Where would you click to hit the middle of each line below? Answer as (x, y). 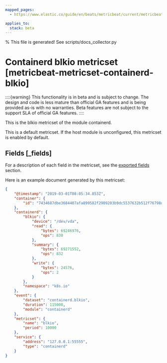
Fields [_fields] (29, 153)
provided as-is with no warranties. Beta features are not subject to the (77, 108)
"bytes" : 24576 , (57, 268)
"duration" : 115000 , (44, 305)
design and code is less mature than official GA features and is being (76, 102)
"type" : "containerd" (45, 346)
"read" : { (42, 226)
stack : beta (22, 28)
